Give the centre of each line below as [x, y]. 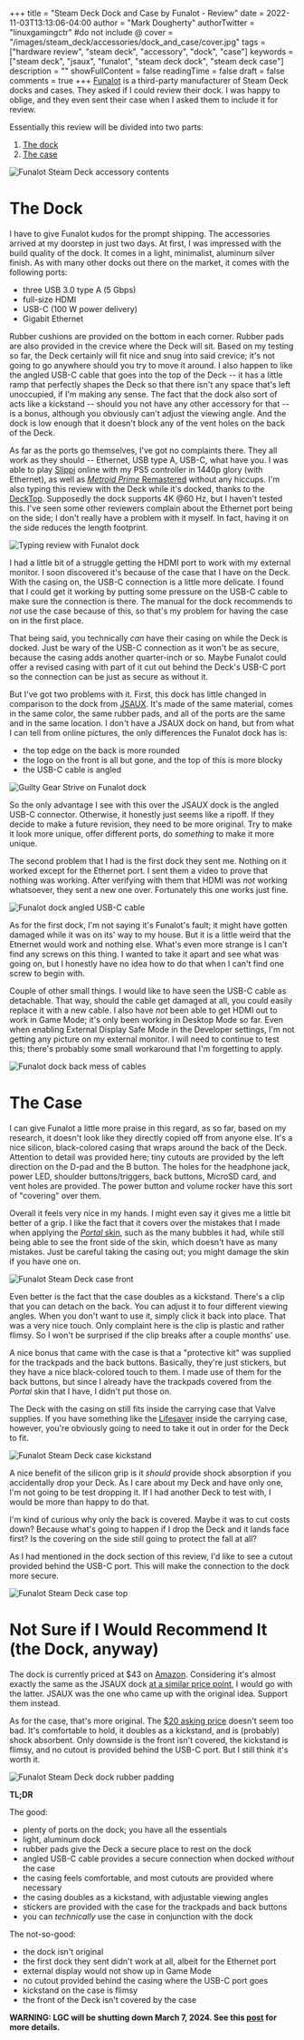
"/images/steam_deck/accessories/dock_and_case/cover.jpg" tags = [138, 42]
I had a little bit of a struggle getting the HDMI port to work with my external [150, 563]
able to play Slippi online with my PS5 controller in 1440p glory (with [136, 469]
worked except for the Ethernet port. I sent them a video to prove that [139, 870]
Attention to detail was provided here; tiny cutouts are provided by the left [147, 1157]
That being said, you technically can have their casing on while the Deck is [148, 638]
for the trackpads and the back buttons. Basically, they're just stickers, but [148, 1362]
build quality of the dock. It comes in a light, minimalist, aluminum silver [142, 252]
